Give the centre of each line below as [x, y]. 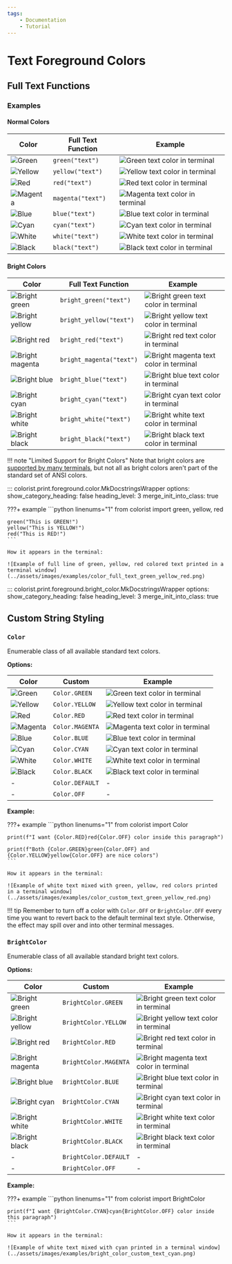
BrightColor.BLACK [92, 1142]
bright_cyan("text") [94, 400]
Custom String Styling [56, 618]
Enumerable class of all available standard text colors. [84, 651]
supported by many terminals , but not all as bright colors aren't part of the [113, 468]
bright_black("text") [95, 439]
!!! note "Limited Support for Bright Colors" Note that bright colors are [106, 460]
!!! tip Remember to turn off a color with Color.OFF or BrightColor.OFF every [115, 910]
